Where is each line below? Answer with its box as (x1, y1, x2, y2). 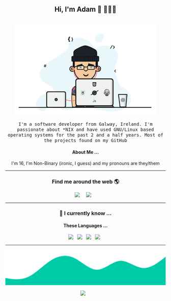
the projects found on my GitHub (44, 137, 127, 144)
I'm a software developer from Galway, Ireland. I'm (18, 121, 153, 127)
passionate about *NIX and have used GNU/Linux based (17, 127, 154, 133)
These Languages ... (63, 223, 108, 229)
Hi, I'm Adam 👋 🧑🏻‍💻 (54, 5, 117, 14)
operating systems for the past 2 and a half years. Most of (7, 132, 164, 138)
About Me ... (72, 149, 99, 155)
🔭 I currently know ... (59, 210, 112, 217)
